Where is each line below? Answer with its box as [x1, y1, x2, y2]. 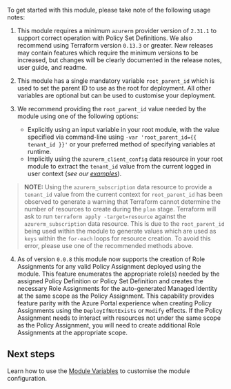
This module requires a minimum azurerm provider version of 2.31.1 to [17, 27, 217, 35]
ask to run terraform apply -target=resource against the [23, 212, 187, 220]
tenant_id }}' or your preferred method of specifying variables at [27, 140, 216, 148]
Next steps [7, 348, 55, 360]
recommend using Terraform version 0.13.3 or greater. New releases [17, 41, 214, 49]
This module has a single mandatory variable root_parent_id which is [17, 77, 215, 85]
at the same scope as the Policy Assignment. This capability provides [17, 292, 214, 300]
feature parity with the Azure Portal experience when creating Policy [17, 299, 212, 307]
